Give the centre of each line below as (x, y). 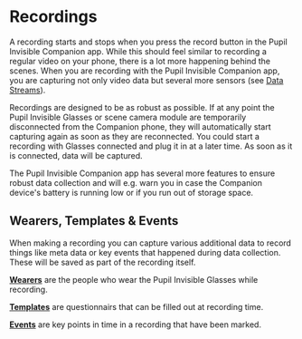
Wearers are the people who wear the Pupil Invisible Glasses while (134, 279)
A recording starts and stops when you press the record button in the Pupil (148, 42)
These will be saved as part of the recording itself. (103, 262)
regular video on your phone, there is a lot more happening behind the (140, 61)
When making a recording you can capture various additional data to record (151, 243)
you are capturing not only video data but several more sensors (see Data (146, 80)
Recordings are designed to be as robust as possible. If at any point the (142, 107)
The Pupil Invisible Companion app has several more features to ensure (142, 173)
